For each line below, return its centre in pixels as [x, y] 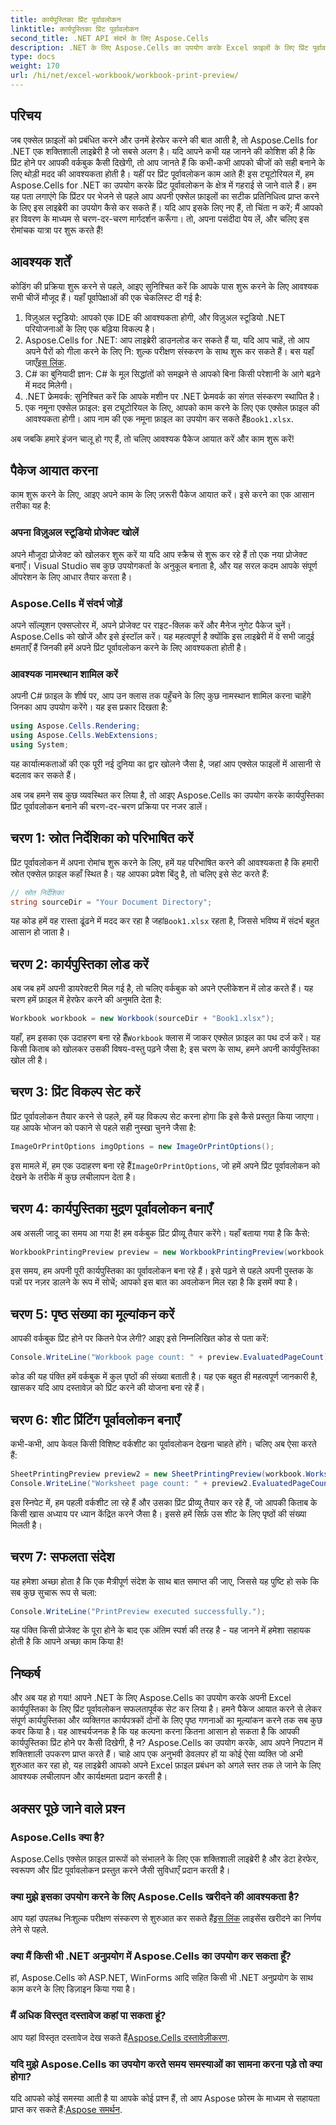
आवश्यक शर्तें [40, 262]
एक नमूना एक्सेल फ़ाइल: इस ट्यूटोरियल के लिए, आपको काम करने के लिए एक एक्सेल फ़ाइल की [172, 407]
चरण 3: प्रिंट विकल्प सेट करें [75, 1092]
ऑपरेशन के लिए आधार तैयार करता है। [71, 577]
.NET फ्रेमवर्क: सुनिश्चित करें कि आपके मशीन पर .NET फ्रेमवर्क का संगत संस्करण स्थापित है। [172, 396]
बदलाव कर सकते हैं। [43, 775]
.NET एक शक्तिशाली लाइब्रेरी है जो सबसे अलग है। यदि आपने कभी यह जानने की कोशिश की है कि [163, 151]
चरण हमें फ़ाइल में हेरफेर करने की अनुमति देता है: [86, 1000]
